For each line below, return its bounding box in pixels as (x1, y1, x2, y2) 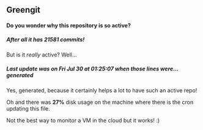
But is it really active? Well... (6, 51, 77, 58)
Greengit (6, 5, 41, 15)
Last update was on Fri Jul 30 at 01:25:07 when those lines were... (6, 65, 179, 72)
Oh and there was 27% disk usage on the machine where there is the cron (6, 98, 194, 106)
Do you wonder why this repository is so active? (6, 21, 131, 29)
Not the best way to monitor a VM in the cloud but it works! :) (6, 117, 160, 124)
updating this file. (6, 104, 50, 112)
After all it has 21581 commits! (6, 36, 85, 43)
